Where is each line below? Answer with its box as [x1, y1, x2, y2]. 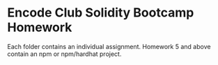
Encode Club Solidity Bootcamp [7, 5, 194, 21]
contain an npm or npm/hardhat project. [7, 50, 122, 58]
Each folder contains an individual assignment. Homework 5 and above [7, 42, 211, 50]
